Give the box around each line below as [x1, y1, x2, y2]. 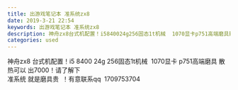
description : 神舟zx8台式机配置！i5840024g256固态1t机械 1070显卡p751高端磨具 [7, 30, 229, 38]
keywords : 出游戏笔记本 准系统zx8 [7, 23, 100, 30]
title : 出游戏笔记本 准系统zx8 [7, 10, 90, 18]
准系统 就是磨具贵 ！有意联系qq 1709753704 [7, 75, 140, 84]
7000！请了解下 [33, 66, 81, 74]
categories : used [7, 37, 59, 44]
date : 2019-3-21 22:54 [7, 17, 74, 24]
